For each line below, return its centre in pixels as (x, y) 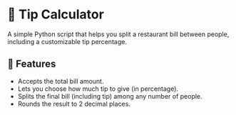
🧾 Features (32, 64)
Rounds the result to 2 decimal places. (74, 104)
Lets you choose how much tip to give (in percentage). (98, 89)
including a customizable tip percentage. (67, 41)
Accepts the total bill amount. (61, 81)
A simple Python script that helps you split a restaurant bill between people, (118, 34)
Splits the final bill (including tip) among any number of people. (110, 96)
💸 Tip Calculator (56, 15)
